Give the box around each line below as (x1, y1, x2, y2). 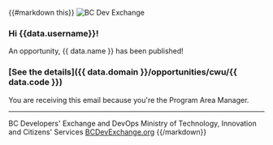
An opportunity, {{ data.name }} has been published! (8, 46, 184, 56)
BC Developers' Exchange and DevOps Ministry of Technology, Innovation (8, 118, 258, 128)
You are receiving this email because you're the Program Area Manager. (8, 95, 249, 104)
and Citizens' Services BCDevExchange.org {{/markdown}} (8, 126, 207, 137)
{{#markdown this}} (8, 8, 75, 17)
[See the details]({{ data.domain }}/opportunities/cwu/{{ (8, 66, 237, 78)
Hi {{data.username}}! (8, 28, 99, 39)
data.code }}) (8, 77, 63, 88)
